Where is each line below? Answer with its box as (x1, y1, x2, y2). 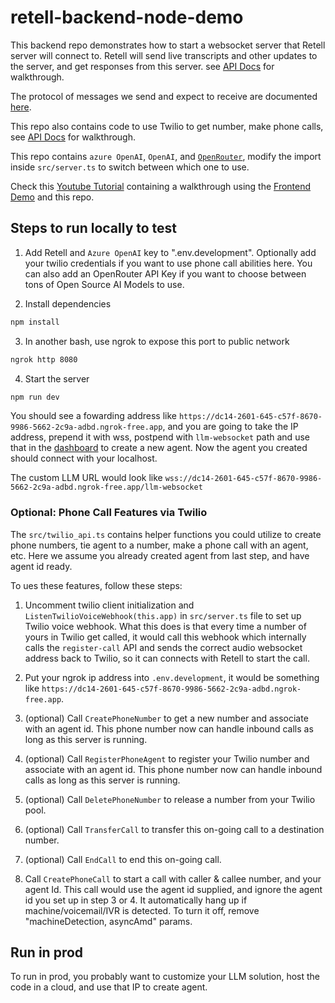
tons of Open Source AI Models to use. (24, 278, 185, 290)
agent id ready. (10, 560, 73, 572)
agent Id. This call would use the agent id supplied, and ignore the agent (24, 883, 323, 895)
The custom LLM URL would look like (10, 472, 163, 484)
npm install (10, 317, 60, 327)
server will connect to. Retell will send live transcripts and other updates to (10, 49, 318, 61)
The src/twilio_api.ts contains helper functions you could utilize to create (10, 528, 322, 540)
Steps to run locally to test (10, 220, 178, 237)
